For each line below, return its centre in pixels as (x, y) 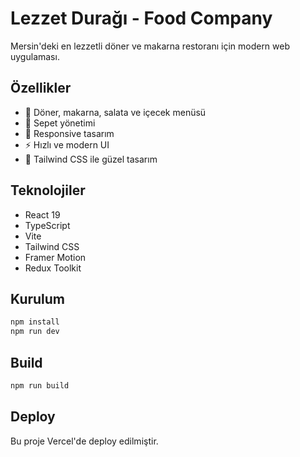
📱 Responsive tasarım (69, 133)
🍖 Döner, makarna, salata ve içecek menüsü (115, 112)
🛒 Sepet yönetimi (60, 123)
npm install (35, 322)
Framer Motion (55, 257)
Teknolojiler (48, 190)
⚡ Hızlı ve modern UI (67, 144)
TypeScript (47, 225)
